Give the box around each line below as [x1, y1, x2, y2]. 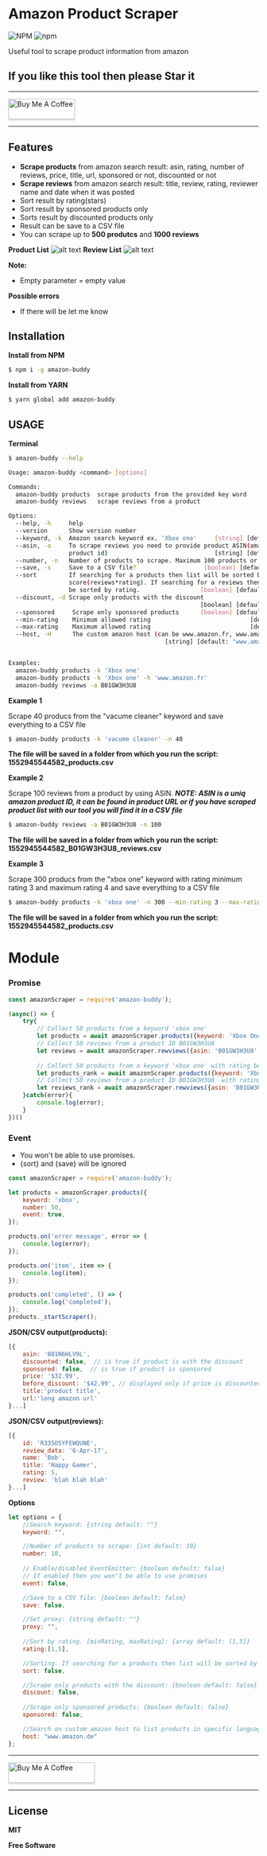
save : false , [22, 1601, 66, 1609]
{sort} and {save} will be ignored [19, 1158, 127, 1168]
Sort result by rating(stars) [19, 196, 106, 205]
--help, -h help [15, 519, 83, 527]
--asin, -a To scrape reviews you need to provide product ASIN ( [15, 542, 250, 550]
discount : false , [22, 1688, 80, 1697]
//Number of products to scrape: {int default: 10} [22, 1543, 197, 1551]
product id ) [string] [68, 549, 244, 557]
